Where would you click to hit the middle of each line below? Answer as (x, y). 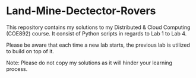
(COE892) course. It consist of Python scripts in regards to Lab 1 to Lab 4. (97, 33)
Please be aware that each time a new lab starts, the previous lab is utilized (98, 45)
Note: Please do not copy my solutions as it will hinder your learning (89, 63)
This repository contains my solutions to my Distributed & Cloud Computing (98, 27)
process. (17, 69)
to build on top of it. (30, 51)
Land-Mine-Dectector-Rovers (81, 11)
